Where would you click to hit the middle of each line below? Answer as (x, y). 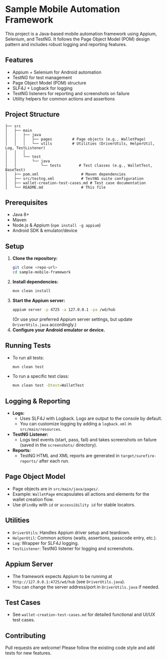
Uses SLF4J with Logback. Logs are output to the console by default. (91, 418)
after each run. (54, 461)
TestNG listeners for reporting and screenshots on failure (71, 93)
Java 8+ (21, 215)
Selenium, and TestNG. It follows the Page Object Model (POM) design (78, 39)
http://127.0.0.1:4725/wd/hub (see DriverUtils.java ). (69, 581)
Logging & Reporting (38, 401)
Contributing (25, 636)
